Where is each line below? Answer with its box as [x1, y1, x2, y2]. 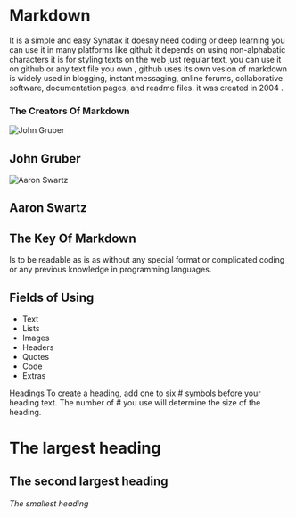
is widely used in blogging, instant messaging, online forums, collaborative [9, 72, 284, 83]
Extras [21, 371, 46, 381]
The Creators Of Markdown [9, 104, 131, 117]
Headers [21, 342, 54, 353]
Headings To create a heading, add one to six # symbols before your [9, 388, 261, 398]
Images [21, 332, 50, 344]
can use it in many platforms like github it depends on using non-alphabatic [9, 44, 286, 54]
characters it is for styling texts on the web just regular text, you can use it [9, 54, 282, 64]
